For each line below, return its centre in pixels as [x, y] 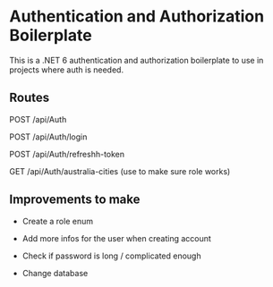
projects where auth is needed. [66, 70]
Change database [55, 273]
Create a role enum [58, 221]
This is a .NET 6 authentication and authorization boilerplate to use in [136, 60]
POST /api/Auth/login [48, 137]
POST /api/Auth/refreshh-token [67, 154]
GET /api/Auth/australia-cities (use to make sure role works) [120, 171]
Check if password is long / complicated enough [111, 256]
